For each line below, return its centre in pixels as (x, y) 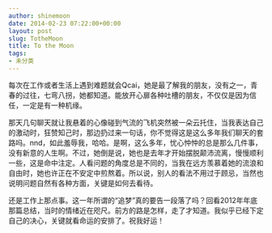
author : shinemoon (39, 16)
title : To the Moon (41, 46)
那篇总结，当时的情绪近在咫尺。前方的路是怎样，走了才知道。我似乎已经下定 (136, 210)
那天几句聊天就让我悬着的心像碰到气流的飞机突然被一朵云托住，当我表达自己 (136, 122)
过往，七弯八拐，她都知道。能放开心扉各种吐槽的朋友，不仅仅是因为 (136, 95)
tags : (17, 53)
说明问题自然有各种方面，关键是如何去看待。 (83, 183)
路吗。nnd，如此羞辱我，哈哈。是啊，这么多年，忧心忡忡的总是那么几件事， (136, 142)
